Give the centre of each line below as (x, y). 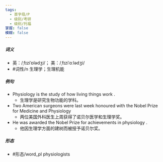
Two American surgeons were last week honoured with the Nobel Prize (85, 105)
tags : (11, 10)
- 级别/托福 (20, 24)
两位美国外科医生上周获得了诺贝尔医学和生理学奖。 (72, 117)
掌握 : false (17, 28)
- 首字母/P (20, 14)
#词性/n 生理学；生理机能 (38, 69)
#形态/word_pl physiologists (41, 154)
